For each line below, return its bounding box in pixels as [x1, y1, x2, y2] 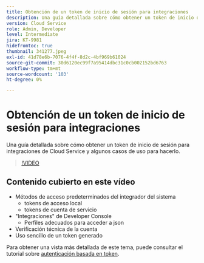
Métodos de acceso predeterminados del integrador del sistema [15, 193, 176, 200]
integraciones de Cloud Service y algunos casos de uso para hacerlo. [6, 148, 180, 155]
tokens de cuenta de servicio [24, 206, 97, 213]
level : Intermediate [6, 32, 59, 38]
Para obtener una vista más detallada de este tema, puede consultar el [6, 244, 183, 251]
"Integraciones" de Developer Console [15, 212, 112, 219]
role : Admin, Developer [6, 26, 67, 32]
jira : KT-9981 [6, 37, 42, 43]
